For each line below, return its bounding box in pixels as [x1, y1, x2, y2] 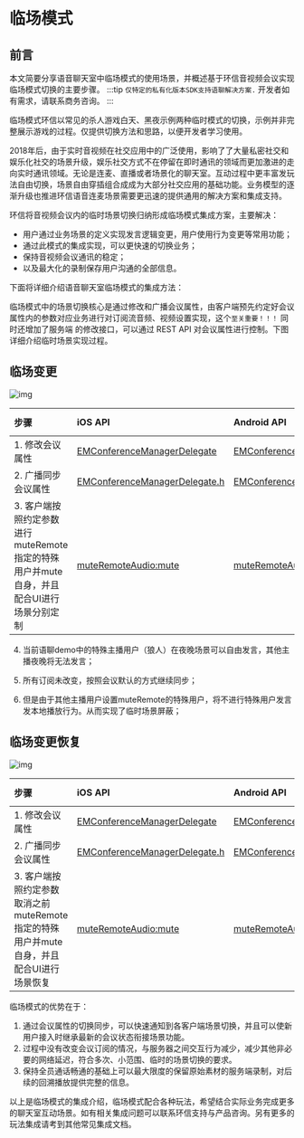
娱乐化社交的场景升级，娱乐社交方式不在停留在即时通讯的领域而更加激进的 [9, 156, 287, 167]
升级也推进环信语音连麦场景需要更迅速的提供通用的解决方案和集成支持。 [16, 191, 287, 201]
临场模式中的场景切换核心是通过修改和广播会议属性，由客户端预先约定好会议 [9, 301, 295, 312]
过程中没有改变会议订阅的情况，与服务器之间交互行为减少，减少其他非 [22, 1042, 285, 1054]
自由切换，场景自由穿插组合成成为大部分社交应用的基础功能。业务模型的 [16, 179, 287, 190]
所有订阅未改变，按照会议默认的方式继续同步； [22, 675, 197, 686]
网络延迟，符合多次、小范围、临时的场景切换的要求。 [38, 1054, 237, 1065]
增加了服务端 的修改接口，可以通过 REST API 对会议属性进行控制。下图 [24, 324, 290, 335]
